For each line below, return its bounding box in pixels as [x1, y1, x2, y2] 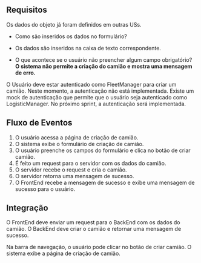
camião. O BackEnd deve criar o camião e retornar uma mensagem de [6, 225, 182, 233]
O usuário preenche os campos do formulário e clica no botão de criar [15, 147, 191, 154]
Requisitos [6, 5, 47, 15]
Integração [6, 203, 48, 213]
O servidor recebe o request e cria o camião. [15, 166, 127, 173]
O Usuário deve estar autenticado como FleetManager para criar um [6, 81, 177, 88]
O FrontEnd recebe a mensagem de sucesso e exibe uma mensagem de [15, 179, 195, 186]
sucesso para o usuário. [15, 185, 76, 193]
